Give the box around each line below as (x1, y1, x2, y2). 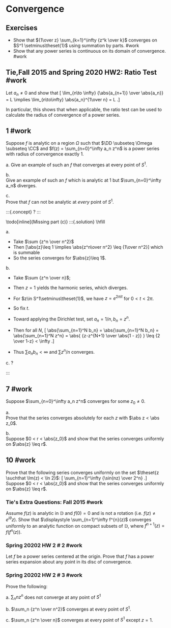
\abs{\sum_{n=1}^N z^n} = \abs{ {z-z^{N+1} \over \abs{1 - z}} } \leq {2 (13, 332, 160, 338)
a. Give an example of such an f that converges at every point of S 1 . (6, 161, 148, 168)
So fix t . (13, 305, 30, 311)
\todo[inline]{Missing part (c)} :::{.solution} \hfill (6, 219, 105, 225)
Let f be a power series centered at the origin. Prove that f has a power (6, 553, 154, 559)
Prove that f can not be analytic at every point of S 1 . (6, 198, 114, 205)
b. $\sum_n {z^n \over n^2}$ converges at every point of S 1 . (6, 605, 131, 612)
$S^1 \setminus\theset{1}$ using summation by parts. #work (13, 42, 139, 49)
